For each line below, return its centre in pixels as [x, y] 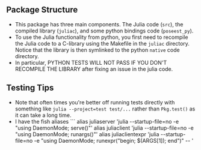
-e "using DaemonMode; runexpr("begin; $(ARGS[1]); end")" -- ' [114, 140]
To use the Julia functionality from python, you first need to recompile [101, 37]
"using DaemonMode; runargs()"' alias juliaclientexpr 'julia [87, 134]
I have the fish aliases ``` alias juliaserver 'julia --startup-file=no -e [97, 121]
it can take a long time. [43, 115]
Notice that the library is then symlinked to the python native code [97, 50]
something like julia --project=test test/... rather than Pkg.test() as [105, 109]
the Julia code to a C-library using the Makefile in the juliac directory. [102, 43]
